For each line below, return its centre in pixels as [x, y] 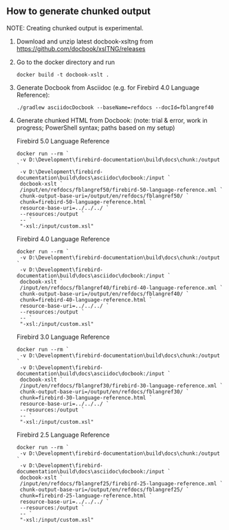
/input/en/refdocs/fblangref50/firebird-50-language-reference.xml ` [121, 190]
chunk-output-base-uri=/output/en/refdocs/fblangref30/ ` [105, 392]
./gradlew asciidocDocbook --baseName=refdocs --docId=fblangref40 [115, 107]
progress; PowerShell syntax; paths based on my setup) [96, 128]
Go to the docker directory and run [65, 62]
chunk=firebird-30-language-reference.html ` [86, 397]
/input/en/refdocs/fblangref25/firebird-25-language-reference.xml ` [121, 483]
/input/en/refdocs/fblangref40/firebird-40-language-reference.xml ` [121, 288]
